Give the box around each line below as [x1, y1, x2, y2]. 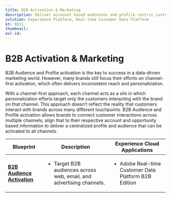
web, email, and [53, 173, 92, 180]
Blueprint [12, 143, 36, 150]
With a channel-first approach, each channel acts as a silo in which [5, 90, 146, 96]
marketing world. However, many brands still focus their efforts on [5, 75, 144, 81]
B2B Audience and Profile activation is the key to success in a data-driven [5, 70, 160, 76]
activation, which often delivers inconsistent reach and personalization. [14, 80, 164, 86]
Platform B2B [119, 173, 152, 180]
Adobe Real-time [119, 160, 161, 167]
